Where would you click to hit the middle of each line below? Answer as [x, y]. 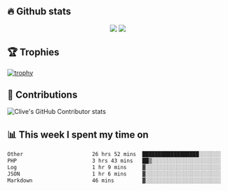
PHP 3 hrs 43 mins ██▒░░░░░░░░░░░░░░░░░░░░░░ [114, 161]
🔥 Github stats [39, 12]
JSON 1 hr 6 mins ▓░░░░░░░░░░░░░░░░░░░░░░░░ [114, 174]
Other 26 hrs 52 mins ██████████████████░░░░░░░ [114, 154]
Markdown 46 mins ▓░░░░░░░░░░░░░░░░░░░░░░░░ [114, 180]
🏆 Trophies [33, 52]
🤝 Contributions [42, 95]
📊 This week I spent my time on [78, 134]
